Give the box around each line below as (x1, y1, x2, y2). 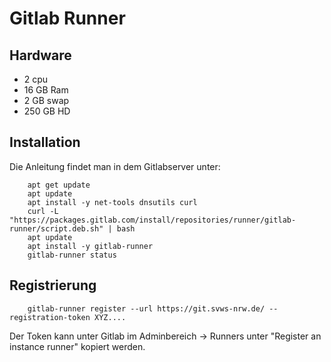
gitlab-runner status (27, 250, 117, 260)
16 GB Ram (23, 84, 69, 96)
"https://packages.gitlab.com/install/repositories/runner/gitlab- (9, 215, 297, 225)
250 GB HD (23, 105, 71, 117)
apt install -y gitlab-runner (27, 241, 154, 251)
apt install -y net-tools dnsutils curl (27, 197, 198, 207)
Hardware (9, 47, 72, 64)
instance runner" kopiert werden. (9, 340, 146, 352)
